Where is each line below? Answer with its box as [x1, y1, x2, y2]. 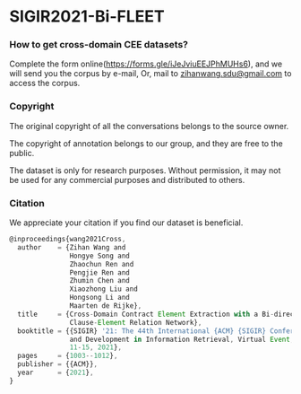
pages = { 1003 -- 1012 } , [17, 352, 118, 361]
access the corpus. [9, 78, 81, 89]
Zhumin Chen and [69, 276, 130, 285]
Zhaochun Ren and [69, 259, 134, 268]
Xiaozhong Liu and [69, 285, 139, 293]
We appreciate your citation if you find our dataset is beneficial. [9, 217, 244, 228]
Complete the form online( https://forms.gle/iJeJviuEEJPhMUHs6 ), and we [9, 58, 283, 69]
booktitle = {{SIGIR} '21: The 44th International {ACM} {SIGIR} [17, 326, 267, 336]
